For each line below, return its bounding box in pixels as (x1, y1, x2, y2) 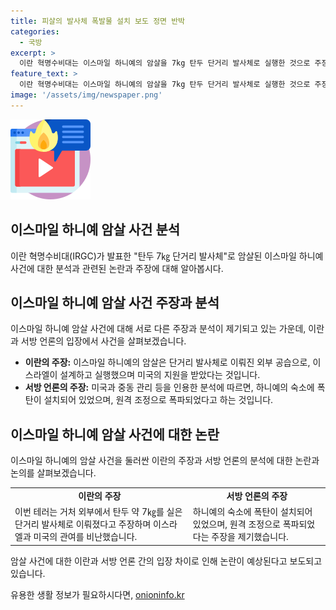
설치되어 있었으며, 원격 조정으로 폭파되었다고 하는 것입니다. (43, 394, 274, 406)
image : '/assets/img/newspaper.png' (10, 90, 163, 100)
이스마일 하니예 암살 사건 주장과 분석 (10, 294, 220, 311)
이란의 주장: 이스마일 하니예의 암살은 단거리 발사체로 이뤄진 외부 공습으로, (24, 356, 311, 369)
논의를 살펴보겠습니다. (10, 467, 97, 479)
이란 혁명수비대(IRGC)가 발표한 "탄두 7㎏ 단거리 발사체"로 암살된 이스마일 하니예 (10, 250, 324, 262)
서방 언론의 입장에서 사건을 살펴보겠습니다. (20, 335, 187, 347)
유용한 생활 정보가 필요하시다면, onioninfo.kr (10, 588, 185, 600)
